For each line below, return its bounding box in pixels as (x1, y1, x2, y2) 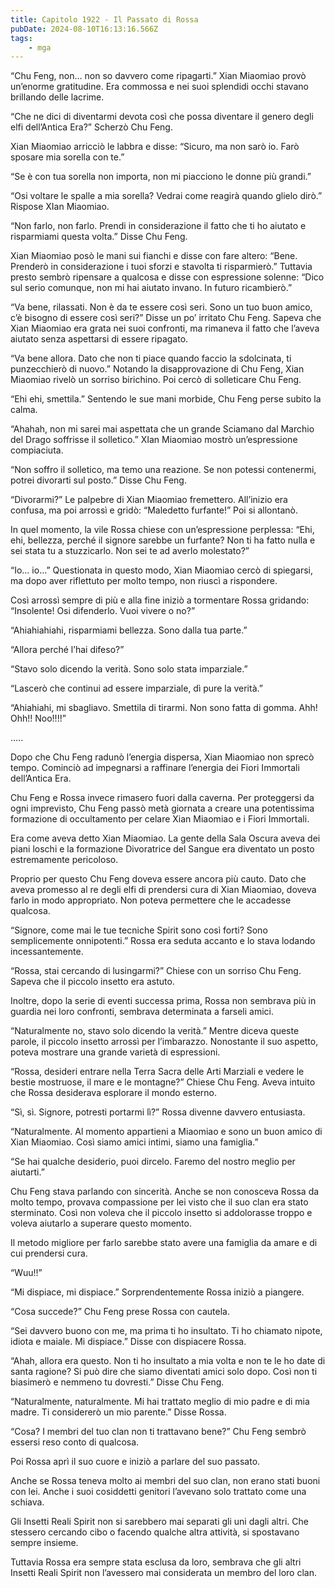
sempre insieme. (10, 1537, 79, 1549)
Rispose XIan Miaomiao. (10, 201, 110, 213)
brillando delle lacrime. (10, 91, 105, 103)
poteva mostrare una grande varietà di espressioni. (10, 1046, 221, 1058)
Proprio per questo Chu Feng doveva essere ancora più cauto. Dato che (10, 873, 307, 885)
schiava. (10, 1496, 45, 1508)
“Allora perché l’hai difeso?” (10, 644, 125, 656)
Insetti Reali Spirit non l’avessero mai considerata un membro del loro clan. (10, 1567, 317, 1579)
